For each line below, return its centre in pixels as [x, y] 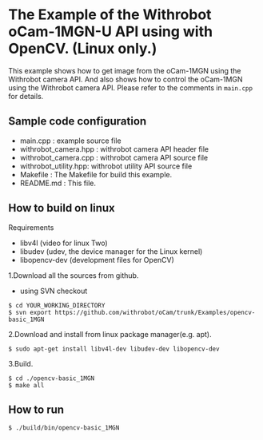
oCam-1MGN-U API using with [111, 32]
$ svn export [30, 312]
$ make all [26, 385]
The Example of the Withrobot [110, 15]
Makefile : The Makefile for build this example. [96, 174]
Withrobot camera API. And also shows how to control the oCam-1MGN [126, 79]
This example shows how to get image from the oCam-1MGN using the [125, 70]
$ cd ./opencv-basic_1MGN [51, 378]
